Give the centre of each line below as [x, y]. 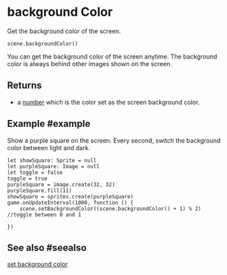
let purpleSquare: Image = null [53, 166]
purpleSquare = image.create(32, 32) [61, 184]
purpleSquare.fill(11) [40, 190]
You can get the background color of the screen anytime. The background [112, 57]
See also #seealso [47, 248]
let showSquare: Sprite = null [52, 160]
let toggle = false [35, 172]
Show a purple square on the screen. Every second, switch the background [114, 140]
